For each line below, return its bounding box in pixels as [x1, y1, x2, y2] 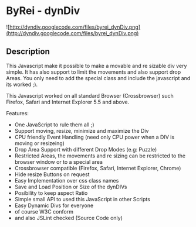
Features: [6, 109, 29, 116]
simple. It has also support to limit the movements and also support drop [6, 68, 181, 75]
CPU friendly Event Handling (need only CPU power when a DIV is [14, 133, 175, 140]
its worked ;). [6, 81, 38, 88]
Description [6, 47, 50, 57]
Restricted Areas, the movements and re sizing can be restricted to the [14, 152, 186, 159]
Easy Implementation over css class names [14, 177, 119, 184]
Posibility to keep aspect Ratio [14, 189, 88, 197]
